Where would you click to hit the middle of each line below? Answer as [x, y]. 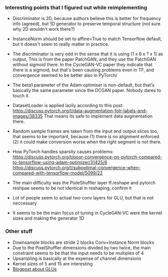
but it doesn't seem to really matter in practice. [61, 44]
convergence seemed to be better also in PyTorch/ [65, 75]
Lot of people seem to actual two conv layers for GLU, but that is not [83, 198]
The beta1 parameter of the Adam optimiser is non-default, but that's [83, 85]
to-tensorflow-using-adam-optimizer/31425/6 [60, 162]
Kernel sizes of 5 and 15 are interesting [52, 263]
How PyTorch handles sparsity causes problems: [63, 152]
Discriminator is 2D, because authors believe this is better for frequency [87, 19]
